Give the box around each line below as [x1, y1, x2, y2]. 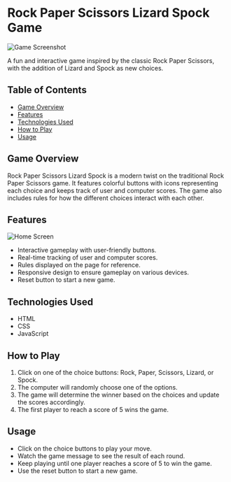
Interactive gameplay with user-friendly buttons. [17, 246, 157, 255]
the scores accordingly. [17, 398, 85, 406]
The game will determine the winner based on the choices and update [17, 390, 220, 399]
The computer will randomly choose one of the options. [17, 383, 178, 391]
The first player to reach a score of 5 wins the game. [17, 406, 169, 413]
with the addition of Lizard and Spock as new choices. [7, 64, 164, 72]
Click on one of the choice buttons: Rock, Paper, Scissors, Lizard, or [17, 369, 214, 376]
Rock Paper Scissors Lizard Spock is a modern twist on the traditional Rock [7, 171, 224, 180]
